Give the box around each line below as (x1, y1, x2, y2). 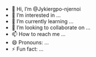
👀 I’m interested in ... (11, 12, 61, 19)
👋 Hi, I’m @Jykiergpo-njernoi (11, 6, 81, 12)
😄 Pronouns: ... (11, 39, 49, 46)
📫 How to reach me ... (11, 31, 66, 37)
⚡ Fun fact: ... (11, 45, 44, 52)
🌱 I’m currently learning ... (11, 18, 74, 24)
